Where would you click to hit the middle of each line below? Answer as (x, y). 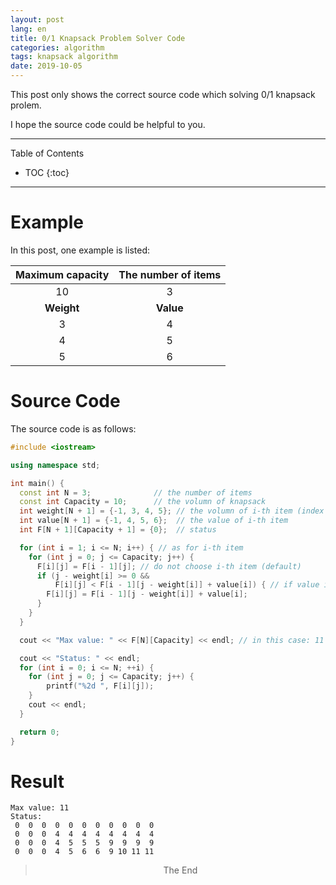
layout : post (37, 19)
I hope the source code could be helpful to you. (108, 124)
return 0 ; (39, 732)
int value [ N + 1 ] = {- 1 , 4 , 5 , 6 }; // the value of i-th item (154, 521)
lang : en (28, 29)
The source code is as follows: (73, 428)
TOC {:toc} (47, 172)
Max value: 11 (40, 808)
